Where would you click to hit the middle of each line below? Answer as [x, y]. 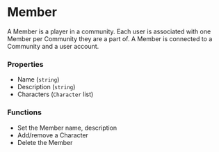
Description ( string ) [46, 87]
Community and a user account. [53, 46]
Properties [25, 64]
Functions [24, 112]
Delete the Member [45, 142]
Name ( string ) [38, 79]
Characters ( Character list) [55, 94]
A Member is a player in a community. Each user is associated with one [109, 31]
